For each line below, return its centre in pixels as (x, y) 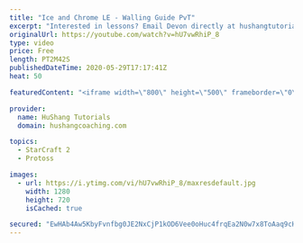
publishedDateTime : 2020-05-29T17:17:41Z (88, 68)
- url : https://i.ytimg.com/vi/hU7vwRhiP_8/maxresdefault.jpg (137, 183)
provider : (28, 109)
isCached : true (54, 208)
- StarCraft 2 (44, 150)
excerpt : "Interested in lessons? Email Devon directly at (123, 26)
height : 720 (48, 200)
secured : (26, 225)
